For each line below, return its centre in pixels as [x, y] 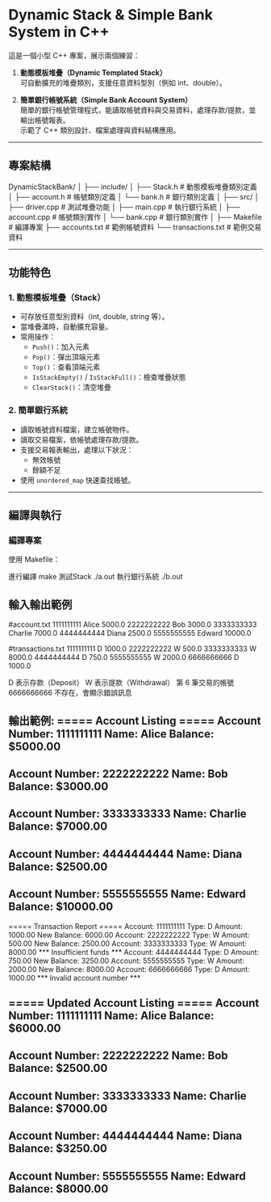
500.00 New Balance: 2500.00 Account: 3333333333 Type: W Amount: [128, 944]
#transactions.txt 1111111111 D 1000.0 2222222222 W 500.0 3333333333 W [132, 649]
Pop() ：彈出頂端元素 [66, 357]
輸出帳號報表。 [45, 120]
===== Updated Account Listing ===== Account [134, 1003]
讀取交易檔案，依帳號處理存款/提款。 [81, 439]
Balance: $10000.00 [61, 907]
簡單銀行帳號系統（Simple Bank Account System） [106, 99]
